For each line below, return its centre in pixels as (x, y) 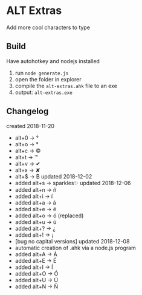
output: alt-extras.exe (44, 92)
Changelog (27, 111)
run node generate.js (42, 73)
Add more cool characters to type (48, 27)
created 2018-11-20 (31, 126)
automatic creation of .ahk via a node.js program (75, 248)
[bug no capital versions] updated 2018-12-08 (72, 241)
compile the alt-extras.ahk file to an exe (66, 86)
